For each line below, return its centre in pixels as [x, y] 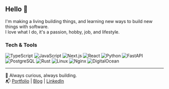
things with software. [27, 26]
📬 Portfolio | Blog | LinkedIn [35, 81]
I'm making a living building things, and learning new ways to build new [79, 21]
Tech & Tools [21, 44]
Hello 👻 [17, 9]
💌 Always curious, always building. [41, 75]
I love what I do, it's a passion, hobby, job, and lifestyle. [62, 32]
